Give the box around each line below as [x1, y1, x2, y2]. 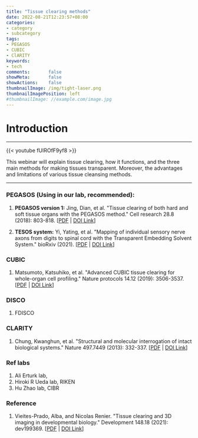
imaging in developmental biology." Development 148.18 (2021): [14, 419, 169, 426]
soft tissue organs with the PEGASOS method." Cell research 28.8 [14, 210, 174, 218]
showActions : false [6, 80, 62, 86]
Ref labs [6, 358, 31, 367]
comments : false [6, 69, 62, 75]
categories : [6, 19, 35, 25]
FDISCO [14, 309, 34, 317]
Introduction [6, 121, 68, 135]
